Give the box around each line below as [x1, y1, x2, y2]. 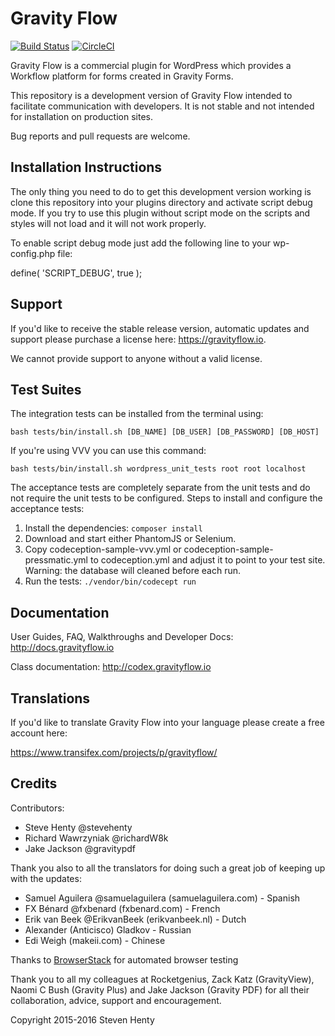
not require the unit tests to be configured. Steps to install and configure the [10, 492, 323, 504]
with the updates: [10, 872, 82, 884]
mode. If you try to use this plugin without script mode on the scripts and [10, 207, 311, 219]
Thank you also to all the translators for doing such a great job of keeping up [10, 862, 326, 874]
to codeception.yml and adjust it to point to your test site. [89, 554, 326, 566]
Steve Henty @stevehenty [24, 821, 133, 833]
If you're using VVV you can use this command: [10, 445, 207, 457]
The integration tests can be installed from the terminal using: [10, 408, 264, 420]
